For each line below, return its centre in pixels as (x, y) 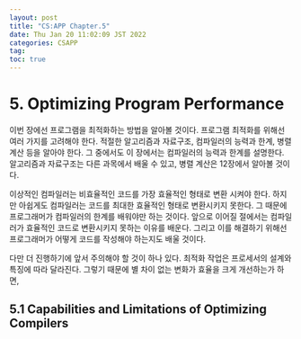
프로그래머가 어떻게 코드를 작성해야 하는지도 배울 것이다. (108, 238)
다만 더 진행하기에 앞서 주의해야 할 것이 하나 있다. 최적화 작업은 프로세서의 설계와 (150, 258)
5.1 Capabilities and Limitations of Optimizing (138, 310)
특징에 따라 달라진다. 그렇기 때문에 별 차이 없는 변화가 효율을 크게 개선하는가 (142, 269)
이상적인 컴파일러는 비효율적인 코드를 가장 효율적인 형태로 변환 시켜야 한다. (140, 193)
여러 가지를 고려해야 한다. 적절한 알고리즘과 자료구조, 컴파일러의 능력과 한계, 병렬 (150, 141)
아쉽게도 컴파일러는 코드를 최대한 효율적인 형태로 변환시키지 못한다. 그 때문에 (153, 205)
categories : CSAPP (44, 43)
